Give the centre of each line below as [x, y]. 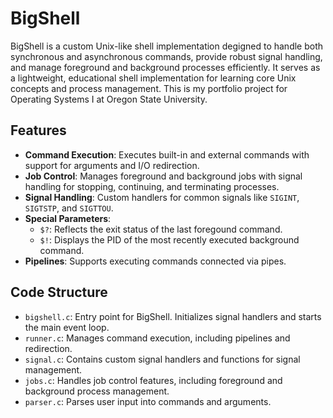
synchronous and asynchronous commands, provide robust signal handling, [166, 56]
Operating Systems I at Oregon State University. [109, 99]
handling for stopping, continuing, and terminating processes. [152, 186]
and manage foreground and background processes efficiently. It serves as [165, 67]
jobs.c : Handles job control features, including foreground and [153, 380]
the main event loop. [67, 327]
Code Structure [59, 292]
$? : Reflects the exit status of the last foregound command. [161, 229]
